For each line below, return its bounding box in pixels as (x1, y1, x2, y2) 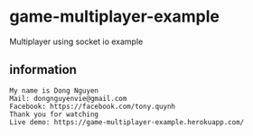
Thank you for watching (9, 110, 99, 119)
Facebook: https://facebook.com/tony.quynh (9, 102, 176, 111)
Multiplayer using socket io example (9, 36, 144, 47)
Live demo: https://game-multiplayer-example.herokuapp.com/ (9, 117, 245, 127)
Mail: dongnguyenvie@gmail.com (9, 94, 127, 103)
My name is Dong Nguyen (9, 86, 99, 95)
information (9, 62, 77, 77)
